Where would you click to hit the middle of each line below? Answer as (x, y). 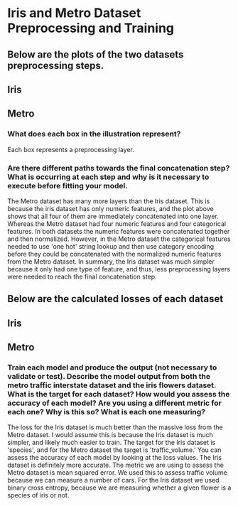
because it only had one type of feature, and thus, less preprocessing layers (119, 269)
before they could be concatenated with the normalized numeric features (114, 254)
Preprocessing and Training (91, 28)
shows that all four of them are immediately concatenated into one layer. (113, 216)
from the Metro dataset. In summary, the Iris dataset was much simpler (111, 262)
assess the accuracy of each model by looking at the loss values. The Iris (115, 458)
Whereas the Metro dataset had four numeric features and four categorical (117, 224)
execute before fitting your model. (67, 185)
